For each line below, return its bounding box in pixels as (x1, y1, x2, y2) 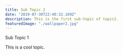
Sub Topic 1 (5, 35, 29, 41)
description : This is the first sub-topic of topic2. (5, 16, 119, 21)
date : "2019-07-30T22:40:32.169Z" (5, 12, 77, 17)
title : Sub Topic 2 (5, 7, 46, 12)
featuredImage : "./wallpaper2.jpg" (5, 21, 79, 26)
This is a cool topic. (5, 44, 45, 50)
